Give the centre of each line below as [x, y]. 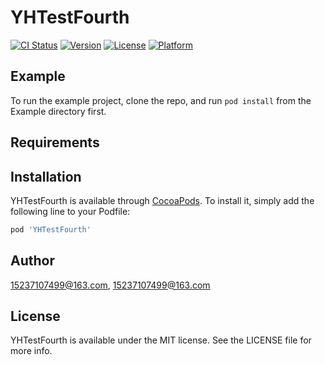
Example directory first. [58, 111]
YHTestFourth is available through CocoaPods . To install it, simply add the [162, 200]
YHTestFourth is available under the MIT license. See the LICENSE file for [161, 340]
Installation [46, 176]
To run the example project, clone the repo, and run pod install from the [161, 100]
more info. [31, 351]
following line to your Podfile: [70, 211]
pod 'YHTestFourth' [51, 229]
